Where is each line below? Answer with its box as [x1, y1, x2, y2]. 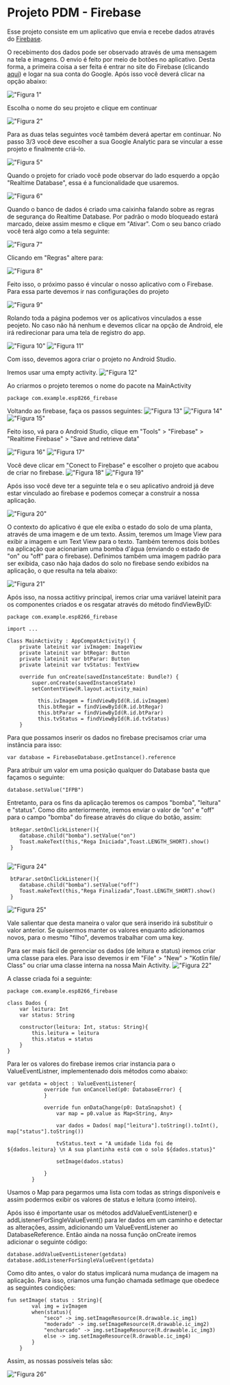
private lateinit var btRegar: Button [19, 649, 130, 656]
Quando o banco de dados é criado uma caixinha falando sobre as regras [7, 205, 214, 213]
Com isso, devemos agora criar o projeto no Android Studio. [7, 355, 177, 363]
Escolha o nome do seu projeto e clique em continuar [7, 103, 157, 112]
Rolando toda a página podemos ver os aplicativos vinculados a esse [7, 314, 202, 322]
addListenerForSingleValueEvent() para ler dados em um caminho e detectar [7, 1216, 223, 1224]
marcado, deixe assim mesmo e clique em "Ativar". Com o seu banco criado [7, 219, 221, 227]
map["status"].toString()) [7, 1128, 84, 1135]
